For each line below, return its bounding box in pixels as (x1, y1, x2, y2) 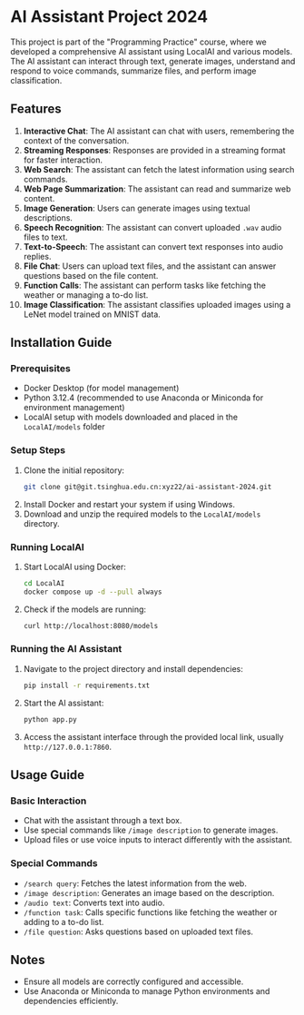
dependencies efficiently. (23, 996, 119, 1007)
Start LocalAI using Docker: (23, 561, 126, 572)
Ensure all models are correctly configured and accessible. (23, 976, 244, 987)
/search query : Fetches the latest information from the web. (23, 878, 248, 889)
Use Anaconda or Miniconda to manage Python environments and (23, 986, 270, 997)
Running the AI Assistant (10, 643, 123, 655)
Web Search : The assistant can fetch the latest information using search (23, 163, 295, 174)
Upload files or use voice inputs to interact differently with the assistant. (23, 834, 293, 845)
